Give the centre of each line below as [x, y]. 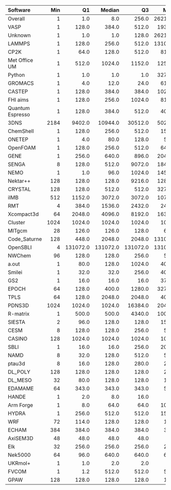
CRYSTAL [19, 189]
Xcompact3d [23, 214]
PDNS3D [19, 305]
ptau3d [17, 364]
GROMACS [21, 83]
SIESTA [17, 322]
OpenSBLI [20, 247]
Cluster [17, 223]
